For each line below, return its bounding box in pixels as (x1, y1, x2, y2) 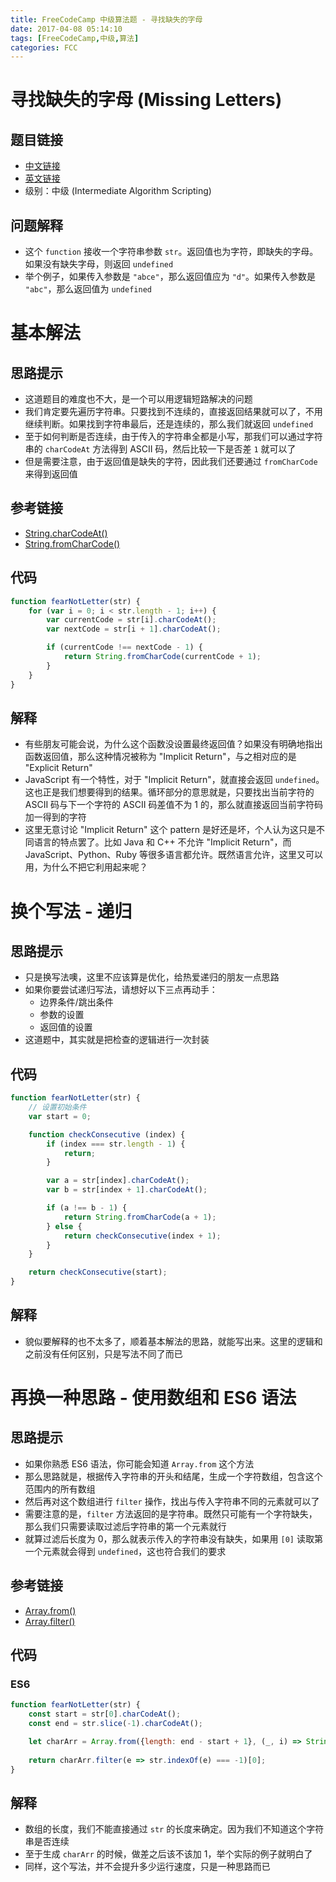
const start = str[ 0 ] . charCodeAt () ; (28, 1709, 182, 1720)
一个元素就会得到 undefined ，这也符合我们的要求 (24, 1545, 227, 1557)
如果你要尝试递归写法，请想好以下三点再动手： (24, 984, 218, 996)
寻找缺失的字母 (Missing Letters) (10, 89, 283, 111)
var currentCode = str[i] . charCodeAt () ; (46, 615, 217, 625)
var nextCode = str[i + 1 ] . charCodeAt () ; (46, 624, 222, 635)
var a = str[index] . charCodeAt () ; (46, 1176, 190, 1186)
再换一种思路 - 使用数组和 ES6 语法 (10, 1387, 297, 1410)
